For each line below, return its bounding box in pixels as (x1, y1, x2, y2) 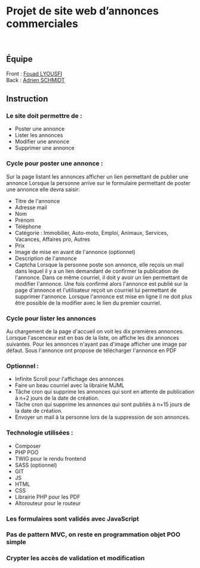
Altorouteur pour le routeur (14, 499, 81, 507)
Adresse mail (14, 204, 48, 211)
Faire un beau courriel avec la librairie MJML (14, 382, 125, 389)
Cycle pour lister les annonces (6, 314, 97, 322)
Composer (14, 442, 41, 449)
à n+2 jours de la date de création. (14, 394, 100, 402)
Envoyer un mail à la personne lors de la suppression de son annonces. (14, 413, 190, 421)
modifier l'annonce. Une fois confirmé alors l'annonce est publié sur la (14, 280, 188, 287)
